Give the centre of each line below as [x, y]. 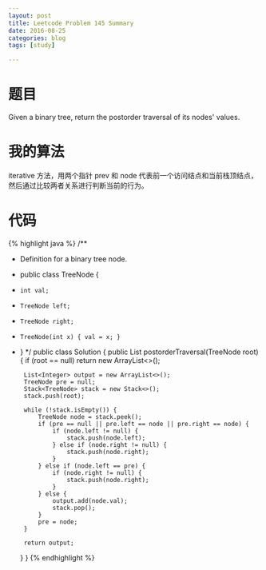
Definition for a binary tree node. [73, 259]
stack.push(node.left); [106, 438]
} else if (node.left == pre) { [92, 466]
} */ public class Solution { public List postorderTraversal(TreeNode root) [139, 352]
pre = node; [58, 522]
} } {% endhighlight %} [57, 557]
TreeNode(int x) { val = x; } [70, 337]
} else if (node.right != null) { [110, 444]
